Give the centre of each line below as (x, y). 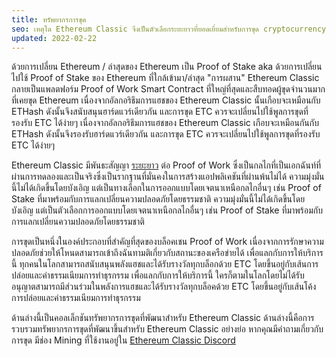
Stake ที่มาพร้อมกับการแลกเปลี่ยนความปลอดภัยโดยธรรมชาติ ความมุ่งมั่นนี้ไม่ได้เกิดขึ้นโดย (158, 199)
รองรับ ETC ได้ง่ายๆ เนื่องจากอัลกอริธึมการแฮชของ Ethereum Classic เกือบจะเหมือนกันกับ (165, 123)
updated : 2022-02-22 (54, 38)
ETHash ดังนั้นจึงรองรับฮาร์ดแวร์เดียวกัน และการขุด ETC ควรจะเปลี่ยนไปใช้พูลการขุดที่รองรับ (166, 134)
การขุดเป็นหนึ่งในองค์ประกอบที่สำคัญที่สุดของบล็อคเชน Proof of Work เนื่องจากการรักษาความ (167, 242)
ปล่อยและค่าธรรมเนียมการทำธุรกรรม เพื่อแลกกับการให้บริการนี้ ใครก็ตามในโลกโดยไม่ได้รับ (158, 275)
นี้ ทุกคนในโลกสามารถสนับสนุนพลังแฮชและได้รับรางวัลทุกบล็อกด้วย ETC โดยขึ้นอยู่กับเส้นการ (165, 264)
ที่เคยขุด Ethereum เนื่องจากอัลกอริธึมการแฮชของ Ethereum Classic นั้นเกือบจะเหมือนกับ (166, 100)
